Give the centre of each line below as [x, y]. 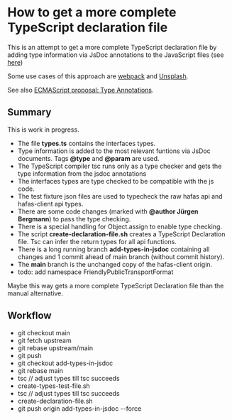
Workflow [29, 316]
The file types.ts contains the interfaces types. [87, 143]
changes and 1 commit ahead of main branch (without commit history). [121, 256]
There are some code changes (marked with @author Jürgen [108, 211]
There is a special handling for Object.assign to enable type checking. [120, 226]
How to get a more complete [92, 12]
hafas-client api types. [50, 204]
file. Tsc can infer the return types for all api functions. [97, 241]
